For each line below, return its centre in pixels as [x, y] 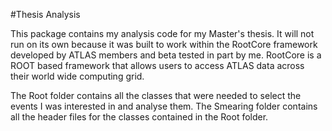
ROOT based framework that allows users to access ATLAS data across [157, 65]
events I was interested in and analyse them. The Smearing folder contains [164, 106]
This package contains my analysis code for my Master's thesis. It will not [162, 33]
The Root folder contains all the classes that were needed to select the [156, 95]
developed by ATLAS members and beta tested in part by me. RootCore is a [166, 55]
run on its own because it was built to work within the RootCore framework [164, 44]
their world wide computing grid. [77, 76]
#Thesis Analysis [45, 14]
